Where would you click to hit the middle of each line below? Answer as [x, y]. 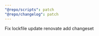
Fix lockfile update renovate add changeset [49, 28]
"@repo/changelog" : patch [31, 14]
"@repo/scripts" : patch [29, 10]
